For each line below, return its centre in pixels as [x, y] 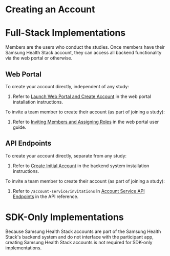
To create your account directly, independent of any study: [67, 86]
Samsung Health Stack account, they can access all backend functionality [83, 53]
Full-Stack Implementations [66, 33]
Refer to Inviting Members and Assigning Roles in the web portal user [86, 122]
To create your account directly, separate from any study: [66, 155]
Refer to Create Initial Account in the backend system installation [81, 166]
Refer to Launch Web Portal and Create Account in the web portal [82, 96]
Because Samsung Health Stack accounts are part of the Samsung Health [83, 231]
